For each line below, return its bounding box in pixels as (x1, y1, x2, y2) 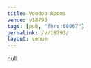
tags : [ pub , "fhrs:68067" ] (7, 23, 85, 30)
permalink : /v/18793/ (7, 29, 70, 36)
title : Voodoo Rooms (7, 10, 67, 17)
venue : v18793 (7, 16, 48, 23)
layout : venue (7, 36, 48, 43)
